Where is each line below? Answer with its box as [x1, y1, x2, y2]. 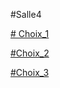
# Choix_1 [10, 28, 50, 39]
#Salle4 [10, 9, 42, 20]
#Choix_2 [10, 47, 50, 59]
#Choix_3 [10, 67, 50, 78]
